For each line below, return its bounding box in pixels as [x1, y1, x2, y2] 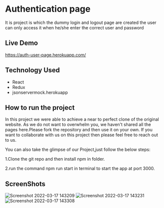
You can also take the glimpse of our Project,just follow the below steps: [5, 146, 151, 152]
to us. [5, 137, 17, 143]
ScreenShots [5, 180, 46, 188]
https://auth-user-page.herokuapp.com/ [5, 52, 86, 58]
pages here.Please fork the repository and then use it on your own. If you [5, 127, 153, 133]
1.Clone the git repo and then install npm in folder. [5, 156, 105, 162]
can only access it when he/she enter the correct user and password [5, 24, 144, 30]
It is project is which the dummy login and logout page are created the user [5, 20, 157, 25]
